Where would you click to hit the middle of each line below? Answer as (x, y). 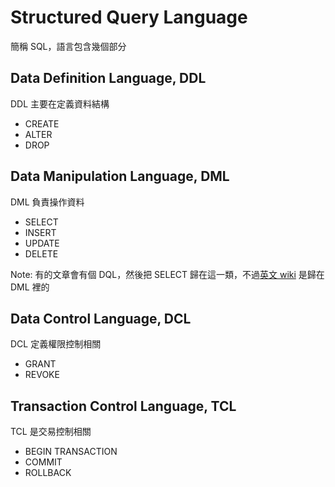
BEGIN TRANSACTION (71, 452)
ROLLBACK (48, 473)
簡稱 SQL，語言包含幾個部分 (68, 46)
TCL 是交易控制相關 (51, 432)
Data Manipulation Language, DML (120, 176)
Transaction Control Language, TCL (123, 406)
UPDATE (42, 243)
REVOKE (42, 375)
